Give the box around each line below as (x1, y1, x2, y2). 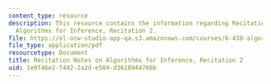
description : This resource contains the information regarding (8, 19, 229, 27)
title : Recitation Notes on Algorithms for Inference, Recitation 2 (8, 57, 244, 65)
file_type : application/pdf (8, 42, 103, 50)
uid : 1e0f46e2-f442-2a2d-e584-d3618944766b (8, 64, 157, 72)
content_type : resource (8, 11, 89, 20)
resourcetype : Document (8, 49, 89, 57)
